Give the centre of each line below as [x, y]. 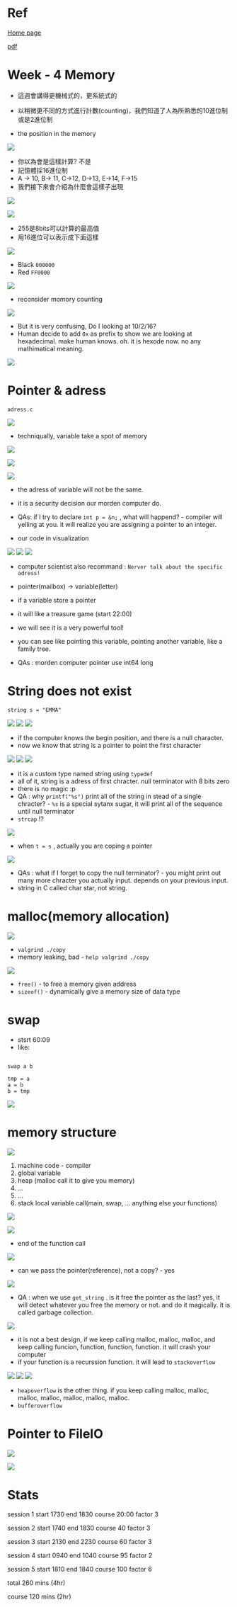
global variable [39, 1173]
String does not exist [70, 691]
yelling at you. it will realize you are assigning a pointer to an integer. [117, 524]
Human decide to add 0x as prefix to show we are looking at [105, 334]
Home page [24, 33]
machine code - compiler [54, 1165]
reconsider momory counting [60, 299]
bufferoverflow [40, 1406]
